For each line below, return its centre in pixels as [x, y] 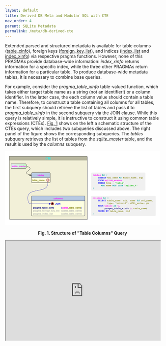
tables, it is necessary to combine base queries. [54, 77]
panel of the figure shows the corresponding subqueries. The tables [74, 134]
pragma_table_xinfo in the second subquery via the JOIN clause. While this [81, 113]
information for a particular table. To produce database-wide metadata [77, 72]
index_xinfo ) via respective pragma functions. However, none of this [74, 56]
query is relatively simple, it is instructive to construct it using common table [82, 118]
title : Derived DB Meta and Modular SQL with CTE [57, 16]
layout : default [22, 10]
